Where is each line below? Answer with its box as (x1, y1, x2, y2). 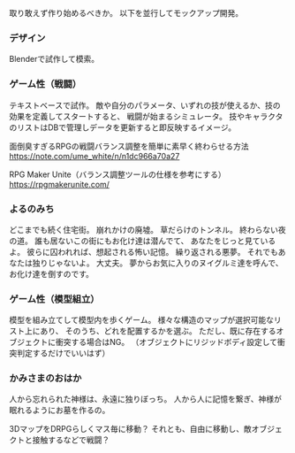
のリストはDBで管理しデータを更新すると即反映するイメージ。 (9, 122, 237, 133)
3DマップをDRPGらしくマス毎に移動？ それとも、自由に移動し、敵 (9, 424, 252, 434)
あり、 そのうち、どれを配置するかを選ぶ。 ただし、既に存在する (39, 326, 276, 336)
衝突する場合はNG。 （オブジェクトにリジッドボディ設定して (55, 337, 278, 348)
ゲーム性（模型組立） (9, 293, 100, 305)
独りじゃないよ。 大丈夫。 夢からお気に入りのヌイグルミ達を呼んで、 (32, 257, 284, 268)
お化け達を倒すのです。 (9, 268, 95, 279)
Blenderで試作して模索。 (9, 54, 100, 65)
